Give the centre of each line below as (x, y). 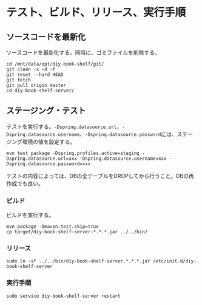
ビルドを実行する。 (30, 215)
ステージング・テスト (46, 111)
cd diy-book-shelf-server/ (40, 91)
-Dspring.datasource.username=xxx (123, 159)
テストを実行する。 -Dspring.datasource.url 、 (64, 126)
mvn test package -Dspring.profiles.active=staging (73, 153)
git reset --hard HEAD (35, 75)
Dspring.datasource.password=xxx (49, 164)
